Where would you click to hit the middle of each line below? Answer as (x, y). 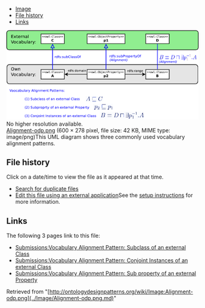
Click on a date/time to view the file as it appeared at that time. (85, 177)
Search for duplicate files (47, 189)
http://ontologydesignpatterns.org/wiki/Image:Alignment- (121, 292)
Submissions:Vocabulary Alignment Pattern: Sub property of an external (106, 273)
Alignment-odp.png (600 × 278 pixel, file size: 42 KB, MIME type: (88, 130)
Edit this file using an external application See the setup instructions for (104, 195)
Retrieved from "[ (28, 292)
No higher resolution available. (45, 124)
